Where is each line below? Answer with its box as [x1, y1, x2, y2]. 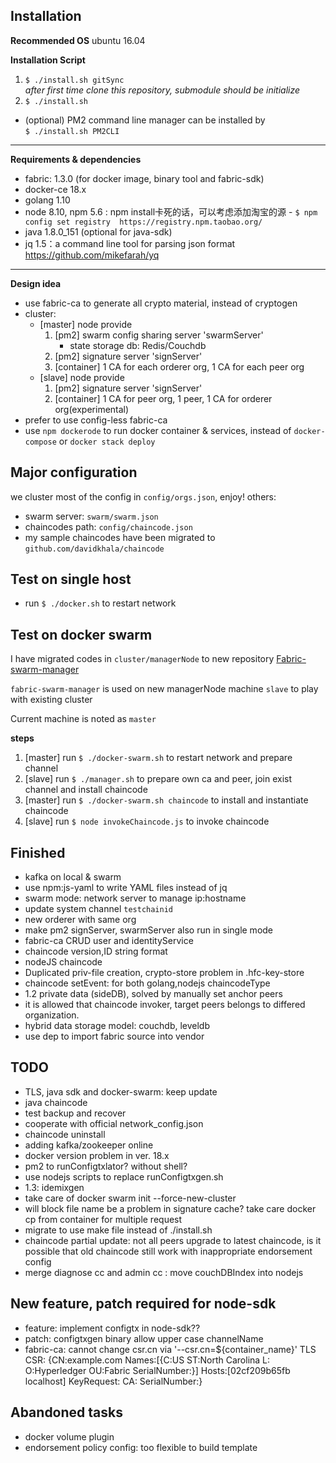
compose [24, 437, 57, 447]
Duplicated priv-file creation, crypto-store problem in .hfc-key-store [24, 967, 305, 979]
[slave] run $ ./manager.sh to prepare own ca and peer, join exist [24, 773, 293, 785]
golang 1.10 [24, 194, 71, 206]
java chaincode [24, 1096, 88, 1108]
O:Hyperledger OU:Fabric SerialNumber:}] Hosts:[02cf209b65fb [24, 1364, 291, 1376]
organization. [24, 1009, 80, 1021]
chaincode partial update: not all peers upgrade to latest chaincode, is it [24, 1234, 322, 1246]
